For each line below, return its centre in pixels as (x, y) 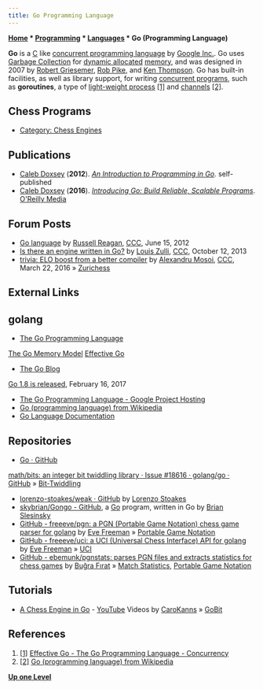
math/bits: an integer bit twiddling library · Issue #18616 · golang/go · (119, 475)
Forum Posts (40, 224)
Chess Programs (50, 111)
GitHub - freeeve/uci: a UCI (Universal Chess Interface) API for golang (133, 541)
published (36, 183)
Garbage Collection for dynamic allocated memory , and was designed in (125, 61)
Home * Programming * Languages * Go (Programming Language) (118, 38)
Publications (40, 155)
